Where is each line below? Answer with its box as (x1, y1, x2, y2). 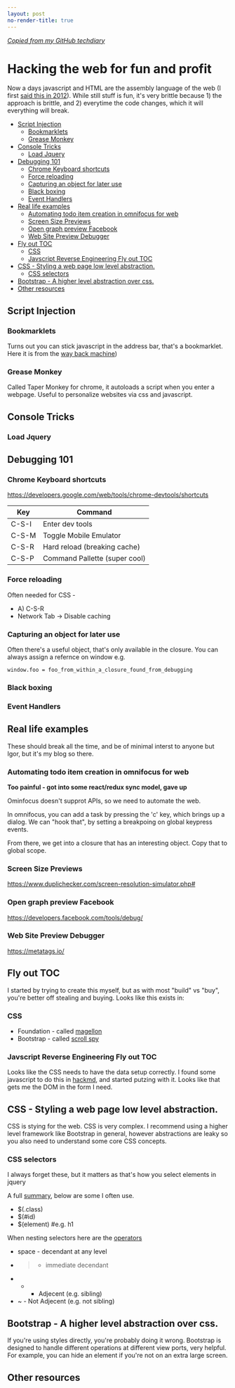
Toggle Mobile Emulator (43, 530, 121, 540)
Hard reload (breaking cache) (43, 542, 140, 552)
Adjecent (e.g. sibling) (38, 1290, 102, 1298)
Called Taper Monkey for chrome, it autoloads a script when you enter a (7, 383, 215, 391)
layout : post (7, 10, 46, 18)
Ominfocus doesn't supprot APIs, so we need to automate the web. (7, 796, 201, 805)
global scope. (7, 846, 47, 855)
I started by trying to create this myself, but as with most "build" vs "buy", (7, 986, 220, 994)
